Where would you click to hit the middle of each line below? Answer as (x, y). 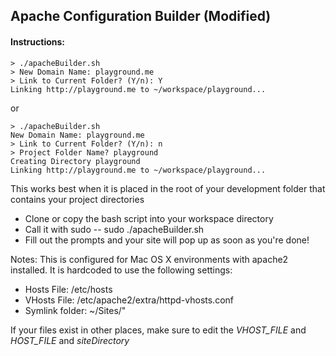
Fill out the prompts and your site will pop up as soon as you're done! (167, 240)
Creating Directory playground (75, 161)
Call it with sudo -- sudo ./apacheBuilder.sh (114, 229)
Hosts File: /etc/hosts (68, 289)
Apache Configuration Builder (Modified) (141, 16)
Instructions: (38, 41)
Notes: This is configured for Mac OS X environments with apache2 (149, 259)
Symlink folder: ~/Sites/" (75, 310)
